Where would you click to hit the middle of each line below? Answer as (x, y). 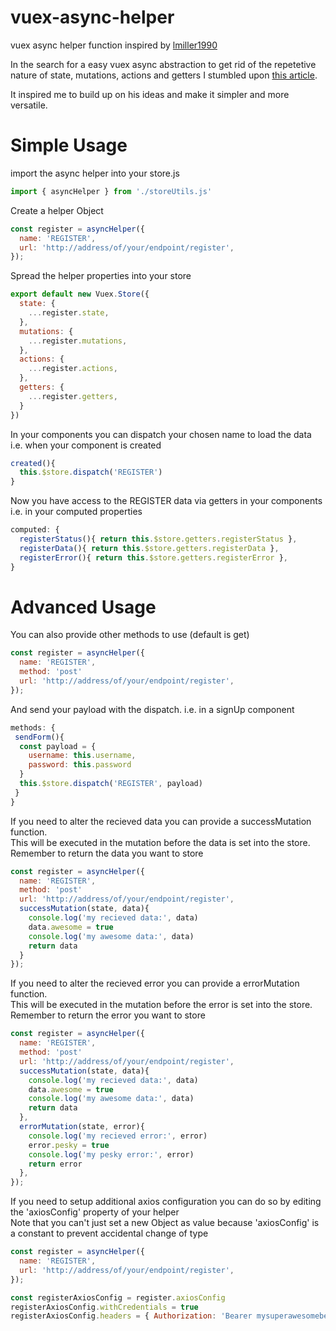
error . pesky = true (69, 1145)
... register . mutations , (78, 341)
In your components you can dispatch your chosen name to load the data (161, 434)
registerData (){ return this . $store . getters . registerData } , (149, 548)
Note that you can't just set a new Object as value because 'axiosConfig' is (165, 1223)
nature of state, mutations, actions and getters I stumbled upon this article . (164, 75)
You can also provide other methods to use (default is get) (130, 635)
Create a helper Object (57, 210)
